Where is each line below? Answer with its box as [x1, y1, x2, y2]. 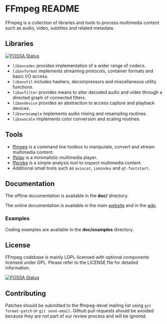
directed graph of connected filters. [12, 94, 86, 100]
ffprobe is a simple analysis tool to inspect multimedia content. [12, 159, 142, 166]
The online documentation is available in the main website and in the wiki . [5, 203, 157, 209]
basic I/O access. [12, 73, 49, 79]
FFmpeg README [5, 3, 80, 15]
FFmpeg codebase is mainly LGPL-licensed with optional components [5, 254, 149, 260]
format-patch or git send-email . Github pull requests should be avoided [5, 308, 154, 314]
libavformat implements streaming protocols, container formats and [12, 68, 153, 74]
